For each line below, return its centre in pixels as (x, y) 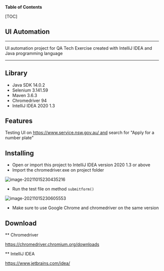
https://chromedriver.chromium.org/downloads (52, 244)
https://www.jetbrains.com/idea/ (38, 263)
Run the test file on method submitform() (53, 189)
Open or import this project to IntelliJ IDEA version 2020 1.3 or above (81, 165)
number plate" (20, 138)
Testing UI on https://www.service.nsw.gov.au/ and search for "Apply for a (80, 133)
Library (16, 73)
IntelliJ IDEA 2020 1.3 (33, 106)
